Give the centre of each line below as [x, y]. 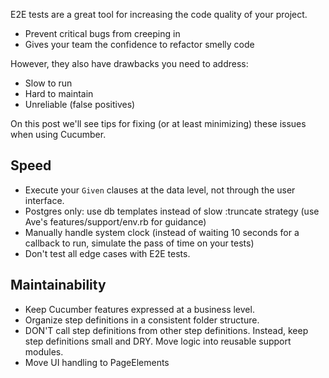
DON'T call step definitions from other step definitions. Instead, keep [166, 330]
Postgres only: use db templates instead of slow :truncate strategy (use [172, 211]
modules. [44, 351]
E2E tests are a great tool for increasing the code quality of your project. [159, 14]
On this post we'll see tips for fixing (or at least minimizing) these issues [158, 123]
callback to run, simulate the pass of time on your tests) [139, 243]
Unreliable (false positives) [80, 104]
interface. [44, 200]
